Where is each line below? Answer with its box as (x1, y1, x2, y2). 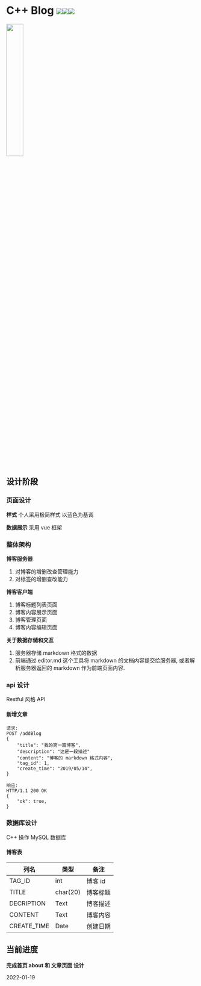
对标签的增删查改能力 (14, 575, 68, 582)
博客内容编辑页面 (14, 623, 58, 631)
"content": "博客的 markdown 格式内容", (17, 755, 113, 761)
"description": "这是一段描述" (17, 749, 90, 755)
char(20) (55, 888, 81, 896)
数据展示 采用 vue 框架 (6, 523, 63, 531)
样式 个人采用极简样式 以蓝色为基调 (6, 511, 94, 518)
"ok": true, (17, 799, 47, 805)
